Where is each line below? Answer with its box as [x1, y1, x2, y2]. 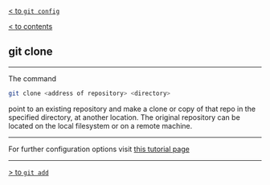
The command [8, 73, 57, 83]
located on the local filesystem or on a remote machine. [8, 121, 193, 130]
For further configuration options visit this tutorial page [8, 144, 190, 154]
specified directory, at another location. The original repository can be [8, 112, 241, 122]
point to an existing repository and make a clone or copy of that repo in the [8, 104, 256, 113]
